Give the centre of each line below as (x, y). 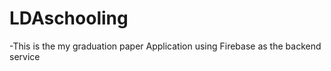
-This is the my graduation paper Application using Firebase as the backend (165, 46)
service (25, 56)
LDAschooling (69, 18)
